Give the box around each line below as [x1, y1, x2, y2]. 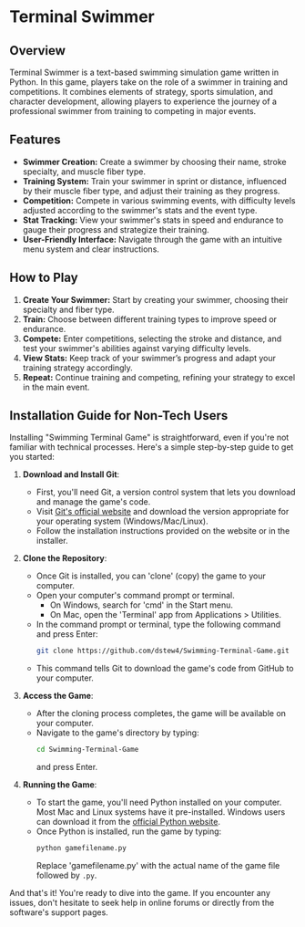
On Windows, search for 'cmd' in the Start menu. [49, 599, 234, 610]
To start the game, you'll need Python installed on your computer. [36, 797, 282, 808]
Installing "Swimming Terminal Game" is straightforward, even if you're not [9, 432, 290, 443]
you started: [9, 452, 55, 463]
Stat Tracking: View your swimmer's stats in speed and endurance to [22, 214, 284, 225]
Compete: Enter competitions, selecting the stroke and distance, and [22, 333, 282, 344]
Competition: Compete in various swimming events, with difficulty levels [22, 194, 296, 206]
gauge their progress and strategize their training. [22, 224, 209, 234]
